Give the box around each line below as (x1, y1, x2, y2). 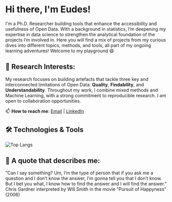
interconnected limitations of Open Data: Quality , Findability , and (5, 81, 144, 87)
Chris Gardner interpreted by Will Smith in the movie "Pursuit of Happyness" (5, 186, 167, 192)
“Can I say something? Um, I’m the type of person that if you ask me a (5, 170, 154, 176)
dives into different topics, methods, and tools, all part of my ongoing (5, 42, 151, 48)
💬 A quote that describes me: (5, 156, 100, 165)
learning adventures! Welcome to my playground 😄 (5, 48, 114, 54)
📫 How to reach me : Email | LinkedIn (5, 108, 84, 114)
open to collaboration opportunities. (5, 98, 81, 104)
